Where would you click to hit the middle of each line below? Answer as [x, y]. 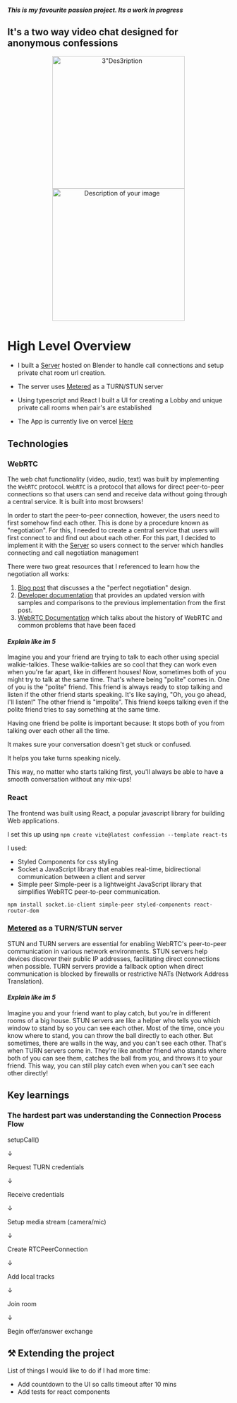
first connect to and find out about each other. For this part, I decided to [112, 538]
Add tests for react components [64, 1392]
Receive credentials [36, 1194]
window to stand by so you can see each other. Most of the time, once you [116, 1028]
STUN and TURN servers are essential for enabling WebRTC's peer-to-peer [117, 943]
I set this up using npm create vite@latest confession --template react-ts [117, 834]
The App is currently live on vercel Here [75, 422]
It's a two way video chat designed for [93, 32]
